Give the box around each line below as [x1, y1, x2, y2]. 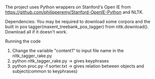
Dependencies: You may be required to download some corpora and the [5, 19, 151, 24]
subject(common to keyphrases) [12, 68, 78, 74]
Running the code [5, 38, 41, 44]
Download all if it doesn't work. [5, 29, 67, 34]
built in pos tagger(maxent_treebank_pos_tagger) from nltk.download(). [5, 24, 149, 30]
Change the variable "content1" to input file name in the [12, 48, 124, 53]
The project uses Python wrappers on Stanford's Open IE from [5, 4, 131, 10]
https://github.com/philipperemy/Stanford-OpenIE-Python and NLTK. [5, 9, 144, 15]
